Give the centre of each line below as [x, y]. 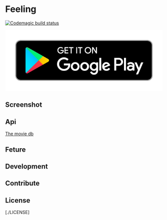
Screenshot [24, 105]
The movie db [19, 134]
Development [27, 166]
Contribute [22, 183]
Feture [15, 149]
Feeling [21, 9]
